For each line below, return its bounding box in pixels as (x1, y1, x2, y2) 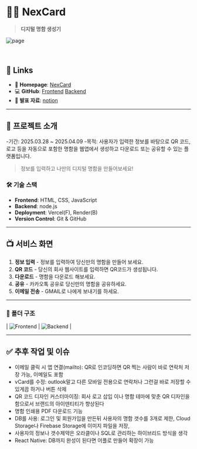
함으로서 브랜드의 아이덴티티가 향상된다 (14, 400, 104, 407)
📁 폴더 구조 (6, 309, 35, 317)
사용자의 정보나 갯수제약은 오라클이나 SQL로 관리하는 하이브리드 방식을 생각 (14, 429, 188, 436)
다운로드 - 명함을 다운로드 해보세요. (14, 273, 96, 280)
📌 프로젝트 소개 (6, 121, 57, 131)
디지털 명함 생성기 (20, 25, 62, 32)
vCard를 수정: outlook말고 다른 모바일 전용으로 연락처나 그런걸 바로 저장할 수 (14, 378, 191, 385)
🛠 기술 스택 (6, 181, 38, 189)
